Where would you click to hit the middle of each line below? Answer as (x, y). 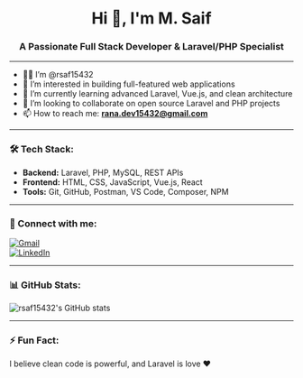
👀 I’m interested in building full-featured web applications (129, 84)
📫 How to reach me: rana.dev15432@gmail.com (115, 114)
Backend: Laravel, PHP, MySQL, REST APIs (103, 172)
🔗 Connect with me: (53, 223)
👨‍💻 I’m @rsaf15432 (58, 75)
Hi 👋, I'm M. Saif (151, 18)
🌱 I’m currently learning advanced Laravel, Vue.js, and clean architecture (157, 94)
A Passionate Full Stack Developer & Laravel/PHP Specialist (151, 47)
